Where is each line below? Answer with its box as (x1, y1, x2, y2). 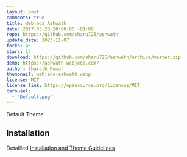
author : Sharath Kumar (6, 65, 64, 72)
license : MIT (6, 77, 40, 83)
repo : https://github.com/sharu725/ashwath (6, 32, 119, 38)
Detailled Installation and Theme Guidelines (6, 144, 115, 152)
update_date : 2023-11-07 (6, 37, 69, 43)
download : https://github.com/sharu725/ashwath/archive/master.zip (6, 54, 182, 60)
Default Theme (6, 110, 44, 117)
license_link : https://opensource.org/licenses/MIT (6, 83, 140, 89)
